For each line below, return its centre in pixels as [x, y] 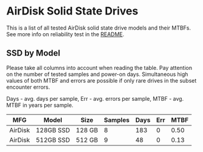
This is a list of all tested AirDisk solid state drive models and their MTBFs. [99, 28]
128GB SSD [53, 130]
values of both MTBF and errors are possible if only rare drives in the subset [101, 80]
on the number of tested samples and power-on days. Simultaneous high [97, 74]
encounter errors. [28, 87]
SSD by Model [33, 53]
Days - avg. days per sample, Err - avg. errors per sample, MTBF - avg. [95, 98]
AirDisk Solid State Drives [72, 11]
